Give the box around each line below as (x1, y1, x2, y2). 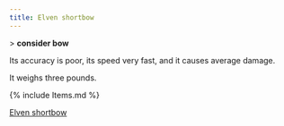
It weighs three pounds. (9, 72, 97, 83)
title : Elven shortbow (9, 13, 94, 22)
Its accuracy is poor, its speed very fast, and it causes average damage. (9, 55, 276, 65)
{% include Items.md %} (9, 89, 101, 100)
